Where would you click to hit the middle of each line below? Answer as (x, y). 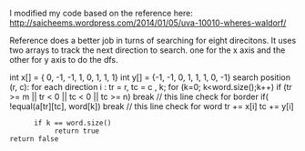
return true (77, 131)
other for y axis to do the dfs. (64, 60)
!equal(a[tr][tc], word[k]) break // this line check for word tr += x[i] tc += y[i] (152, 106)
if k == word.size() (72, 123)
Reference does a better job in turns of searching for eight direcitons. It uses (153, 40)
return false (34, 139)
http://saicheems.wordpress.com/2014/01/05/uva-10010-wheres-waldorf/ (148, 23)
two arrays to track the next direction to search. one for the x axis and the (147, 50)
